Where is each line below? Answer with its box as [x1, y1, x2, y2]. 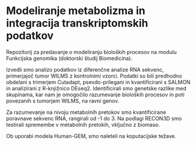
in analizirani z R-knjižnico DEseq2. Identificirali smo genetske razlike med [6, 85, 187, 92]
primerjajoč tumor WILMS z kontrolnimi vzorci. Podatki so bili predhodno [6, 72, 182, 79]
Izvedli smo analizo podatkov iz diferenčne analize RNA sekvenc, [6, 66, 164, 73]
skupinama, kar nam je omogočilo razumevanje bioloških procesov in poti [6, 91, 185, 98]
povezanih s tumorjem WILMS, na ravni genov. [6, 97, 119, 104]
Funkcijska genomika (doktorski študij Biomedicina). [6, 55, 133, 62]
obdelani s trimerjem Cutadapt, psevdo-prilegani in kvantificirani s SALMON [6, 78, 191, 86]
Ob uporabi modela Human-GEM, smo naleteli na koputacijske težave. [6, 132, 177, 139]
